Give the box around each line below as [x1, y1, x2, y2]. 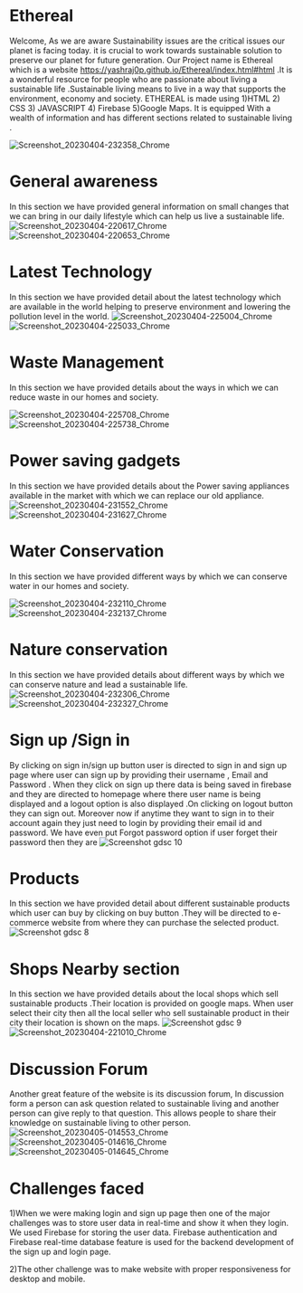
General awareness [9, 171, 158, 192]
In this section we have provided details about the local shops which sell [9, 988, 279, 1000]
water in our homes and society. [9, 580, 129, 591]
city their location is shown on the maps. [9, 1017, 160, 1028]
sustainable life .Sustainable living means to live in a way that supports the [9, 83, 287, 94]
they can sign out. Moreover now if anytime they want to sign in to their [9, 807, 275, 819]
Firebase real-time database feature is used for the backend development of [9, 1237, 294, 1248]
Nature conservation [9, 639, 168, 660]
